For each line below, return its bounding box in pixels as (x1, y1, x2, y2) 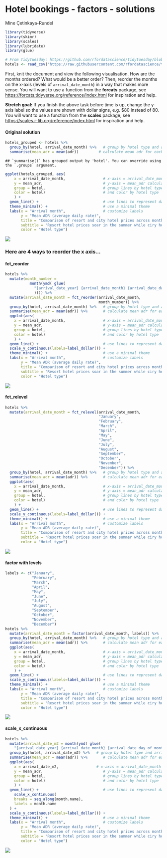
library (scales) (5, 39, 39, 44)
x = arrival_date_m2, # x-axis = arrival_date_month (14, 764, 162, 769)
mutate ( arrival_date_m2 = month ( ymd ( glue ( (9, 741, 101, 746)
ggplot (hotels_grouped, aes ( (5, 171, 66, 177)
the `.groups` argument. (5, 163, 57, 168)
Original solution (5, 129, 41, 135)
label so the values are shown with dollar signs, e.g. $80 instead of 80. (14, 107, 159, 113)
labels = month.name (14, 801, 57, 806)
